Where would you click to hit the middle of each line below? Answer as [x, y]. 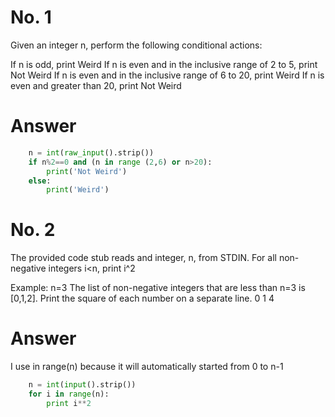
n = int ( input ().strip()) [82, 385]
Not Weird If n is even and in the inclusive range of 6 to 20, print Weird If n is [167, 75]
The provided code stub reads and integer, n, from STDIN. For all [143, 258]
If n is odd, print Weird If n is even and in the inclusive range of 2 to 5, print [164, 64]
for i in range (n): [69, 394]
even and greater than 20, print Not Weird [96, 85]
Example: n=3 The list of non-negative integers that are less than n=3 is [158, 288]
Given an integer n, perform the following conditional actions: [136, 45]
